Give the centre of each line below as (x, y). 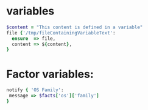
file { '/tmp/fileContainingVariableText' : (61, 33)
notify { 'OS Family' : (35, 90)
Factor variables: (50, 74)
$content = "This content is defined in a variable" (75, 27)
